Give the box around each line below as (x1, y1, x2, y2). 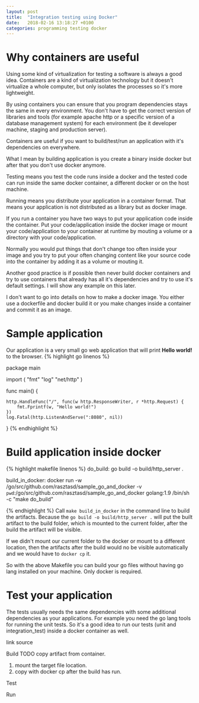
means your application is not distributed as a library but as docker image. (6, 203, 187, 211)
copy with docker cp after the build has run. (14, 668, 121, 675)
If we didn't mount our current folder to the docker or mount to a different (6, 537, 185, 545)
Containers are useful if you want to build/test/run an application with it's (6, 138, 184, 145)
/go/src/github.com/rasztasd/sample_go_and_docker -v (6, 483, 142, 490)
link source (6, 639, 33, 645)
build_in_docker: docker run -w (6, 477, 82, 484)
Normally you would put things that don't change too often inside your (6, 246, 178, 253)
